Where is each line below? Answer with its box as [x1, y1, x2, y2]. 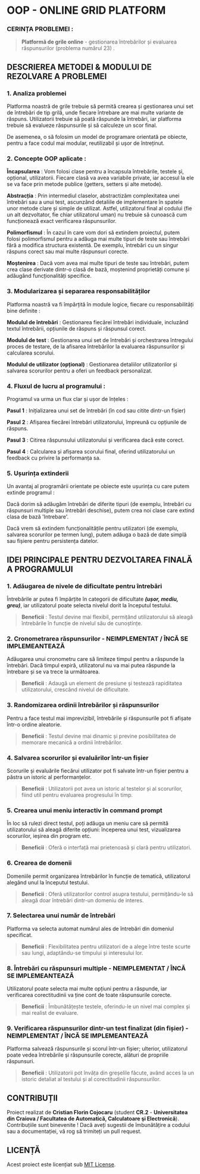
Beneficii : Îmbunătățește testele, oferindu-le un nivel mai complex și [21, 1003, 190, 1010]
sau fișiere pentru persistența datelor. [7, 538, 99, 545]
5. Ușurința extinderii [7, 469, 69, 477]
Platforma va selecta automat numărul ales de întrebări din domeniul [7, 925, 174, 932]
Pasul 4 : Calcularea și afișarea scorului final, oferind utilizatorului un [7, 448, 175, 455]
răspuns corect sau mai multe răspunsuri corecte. [7, 248, 129, 255]
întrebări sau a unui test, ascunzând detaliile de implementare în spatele [7, 198, 183, 206]
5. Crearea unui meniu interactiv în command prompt [7, 806, 162, 814]
